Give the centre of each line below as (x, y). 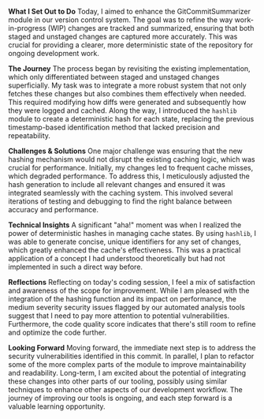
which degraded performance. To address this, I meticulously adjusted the (129, 176)
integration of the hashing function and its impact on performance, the (122, 299)
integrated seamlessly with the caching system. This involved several (121, 193)
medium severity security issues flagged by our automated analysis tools (127, 307)
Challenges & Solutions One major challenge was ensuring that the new (125, 151)
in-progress (27, 28)
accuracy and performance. (53, 209)
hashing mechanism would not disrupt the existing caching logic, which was (132, 159)
